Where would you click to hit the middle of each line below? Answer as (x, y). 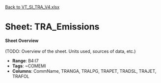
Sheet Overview (22, 41)
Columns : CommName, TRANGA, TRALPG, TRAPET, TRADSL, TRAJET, (84, 71)
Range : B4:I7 (25, 61)
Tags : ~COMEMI (29, 66)
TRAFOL (21, 76)
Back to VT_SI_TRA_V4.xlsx (32, 7)
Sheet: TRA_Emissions (52, 27)
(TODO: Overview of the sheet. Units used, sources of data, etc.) (70, 51)
